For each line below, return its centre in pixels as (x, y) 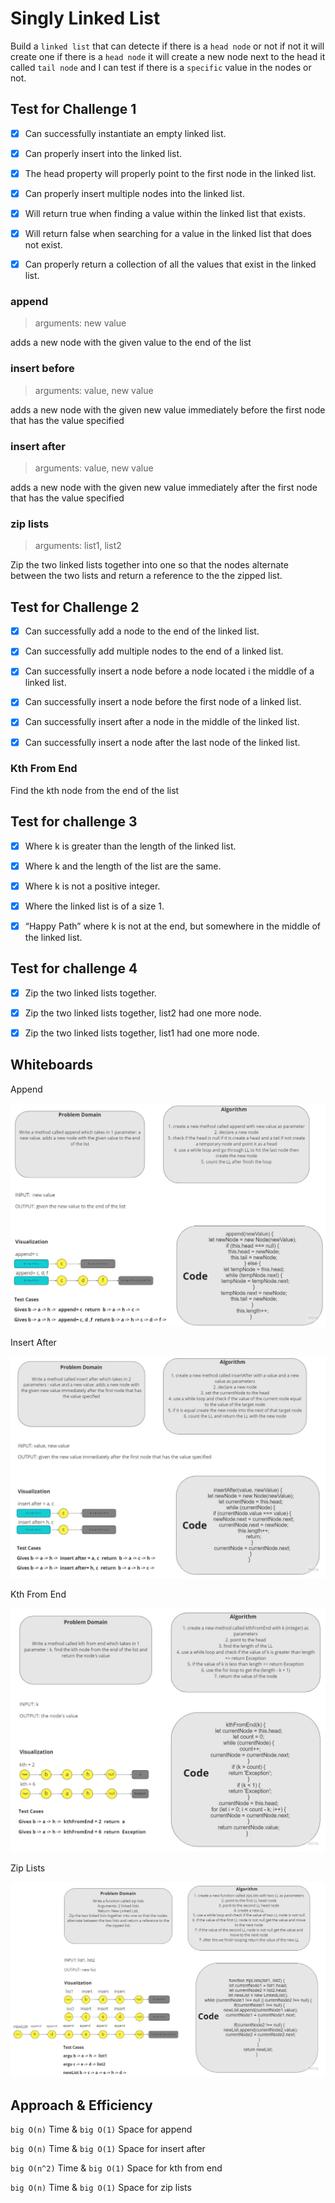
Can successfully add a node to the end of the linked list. (142, 631)
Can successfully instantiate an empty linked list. (125, 133)
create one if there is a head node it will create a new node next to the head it (168, 56)
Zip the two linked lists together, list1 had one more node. (142, 1033)
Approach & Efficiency (81, 2105)
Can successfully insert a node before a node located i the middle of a (169, 671)
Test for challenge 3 (74, 822)
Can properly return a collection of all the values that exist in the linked (170, 264)
